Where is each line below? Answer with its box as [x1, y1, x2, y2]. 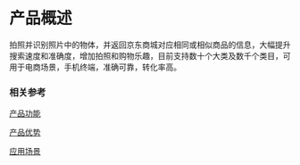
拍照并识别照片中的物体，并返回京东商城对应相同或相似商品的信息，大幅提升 [9, 39, 291, 50]
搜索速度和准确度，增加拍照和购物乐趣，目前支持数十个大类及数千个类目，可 [9, 50, 291, 61]
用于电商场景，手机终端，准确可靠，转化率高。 [9, 62, 181, 72]
